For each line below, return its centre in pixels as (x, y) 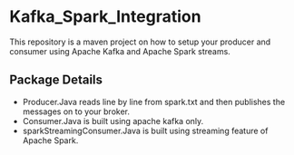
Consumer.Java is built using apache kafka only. (113, 121)
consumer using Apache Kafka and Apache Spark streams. (120, 51)
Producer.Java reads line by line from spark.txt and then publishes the (154, 102)
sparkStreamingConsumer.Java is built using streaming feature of (145, 131)
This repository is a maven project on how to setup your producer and (140, 42)
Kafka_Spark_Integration (105, 17)
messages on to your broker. (76, 111)
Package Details (56, 80)
